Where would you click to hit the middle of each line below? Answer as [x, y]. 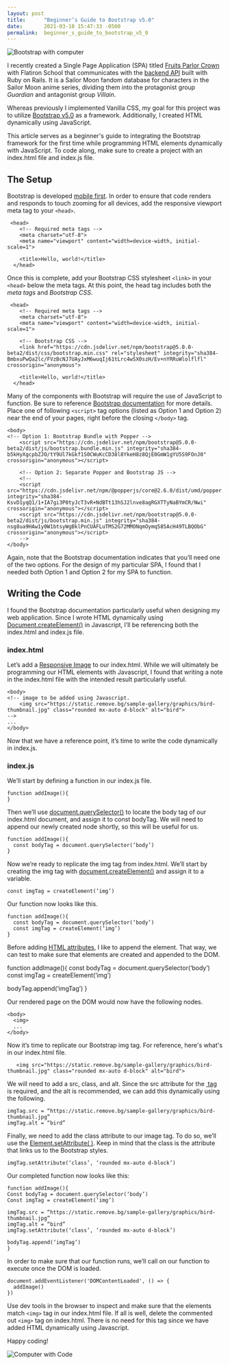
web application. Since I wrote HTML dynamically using [85, 617]
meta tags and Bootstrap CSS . [50, 293]
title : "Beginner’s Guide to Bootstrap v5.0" [81, 20]
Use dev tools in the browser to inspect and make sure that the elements [110, 1306]
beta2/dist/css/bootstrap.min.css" [58, 353]
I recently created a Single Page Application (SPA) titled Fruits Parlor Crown [113, 65]
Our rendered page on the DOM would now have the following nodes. [105, 1002]
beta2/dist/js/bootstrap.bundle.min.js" [66, 449]
